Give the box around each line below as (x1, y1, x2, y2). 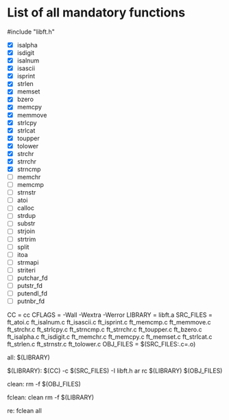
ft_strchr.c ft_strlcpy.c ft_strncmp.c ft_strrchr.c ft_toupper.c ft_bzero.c (7, 325, 202, 334)
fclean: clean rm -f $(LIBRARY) (7, 393, 95, 401)
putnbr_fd (16, 297, 45, 305)
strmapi (16, 258, 39, 266)
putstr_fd (16, 281, 43, 289)
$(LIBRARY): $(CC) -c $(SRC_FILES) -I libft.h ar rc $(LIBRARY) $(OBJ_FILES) (7, 366, 223, 375)
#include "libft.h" (7, 27, 55, 36)
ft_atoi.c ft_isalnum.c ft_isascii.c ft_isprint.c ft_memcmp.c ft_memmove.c (7, 318, 211, 327)
